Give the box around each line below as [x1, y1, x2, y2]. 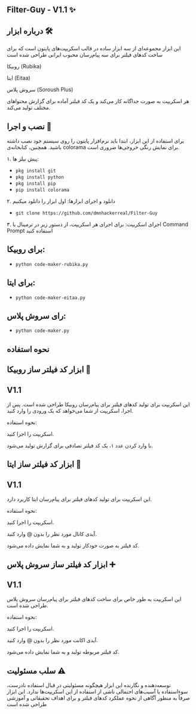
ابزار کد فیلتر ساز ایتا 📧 [7, 459, 81, 470]
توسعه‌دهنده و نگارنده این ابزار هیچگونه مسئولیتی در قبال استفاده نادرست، [7, 682, 171, 689]
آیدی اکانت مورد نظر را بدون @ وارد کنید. [7, 637, 98, 644]
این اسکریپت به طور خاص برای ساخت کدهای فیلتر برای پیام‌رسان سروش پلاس [7, 595, 182, 603]
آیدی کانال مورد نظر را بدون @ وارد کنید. [7, 530, 97, 538]
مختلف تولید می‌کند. [7, 104, 51, 111]
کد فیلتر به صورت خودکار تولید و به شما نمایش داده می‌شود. [7, 542, 140, 549]
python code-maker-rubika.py [15, 261, 88, 267]
